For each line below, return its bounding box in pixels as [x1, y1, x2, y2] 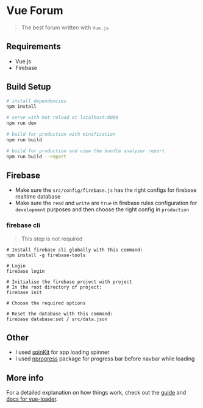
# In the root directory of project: [6, 284, 102, 290]
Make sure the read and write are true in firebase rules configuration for [15, 199, 198, 207]
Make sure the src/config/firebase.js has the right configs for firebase [15, 186, 197, 194]
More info [6, 373, 44, 383]
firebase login [6, 268, 45, 274]
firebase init [6, 289, 43, 295]
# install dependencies [6, 98, 67, 104]
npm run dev [6, 120, 37, 127]
